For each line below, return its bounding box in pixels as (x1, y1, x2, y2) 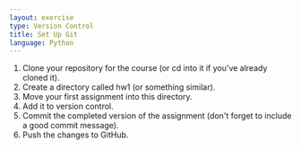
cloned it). (21, 73, 60, 83)
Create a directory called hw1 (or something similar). (21, 82, 216, 92)
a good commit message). (21, 120, 119, 131)
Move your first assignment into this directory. (21, 92, 193, 102)
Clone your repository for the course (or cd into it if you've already (21, 63, 268, 74)
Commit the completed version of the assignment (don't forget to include (21, 110, 292, 121)
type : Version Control (9, 22, 94, 31)
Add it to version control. (21, 101, 114, 112)
